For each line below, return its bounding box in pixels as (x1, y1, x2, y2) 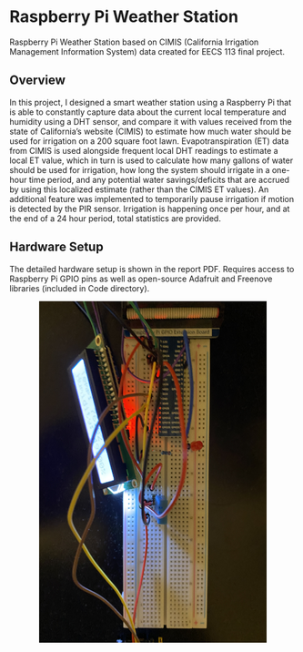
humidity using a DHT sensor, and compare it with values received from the (9, 116, 293, 127)
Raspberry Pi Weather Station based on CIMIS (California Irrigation (9, 36, 259, 47)
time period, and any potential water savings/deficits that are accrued (28, 174, 289, 185)
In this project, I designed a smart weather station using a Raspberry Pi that (9, 97, 292, 107)
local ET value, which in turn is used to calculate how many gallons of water (9, 155, 294, 166)
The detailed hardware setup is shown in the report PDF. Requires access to (9, 263, 295, 274)
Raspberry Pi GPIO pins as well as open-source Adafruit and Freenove (9, 273, 273, 284)
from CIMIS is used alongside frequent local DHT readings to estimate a (9, 145, 279, 156)
